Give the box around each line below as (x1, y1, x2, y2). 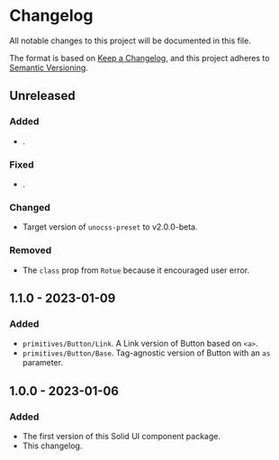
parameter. (22, 357, 63, 368)
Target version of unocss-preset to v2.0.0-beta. (22, 221, 198, 232)
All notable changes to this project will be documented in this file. (9, 35, 252, 46)
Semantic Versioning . (9, 62, 88, 73)
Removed (9, 244, 52, 257)
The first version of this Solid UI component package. (22, 430, 220, 441)
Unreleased (9, 88, 76, 104)
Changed (9, 201, 51, 213)
